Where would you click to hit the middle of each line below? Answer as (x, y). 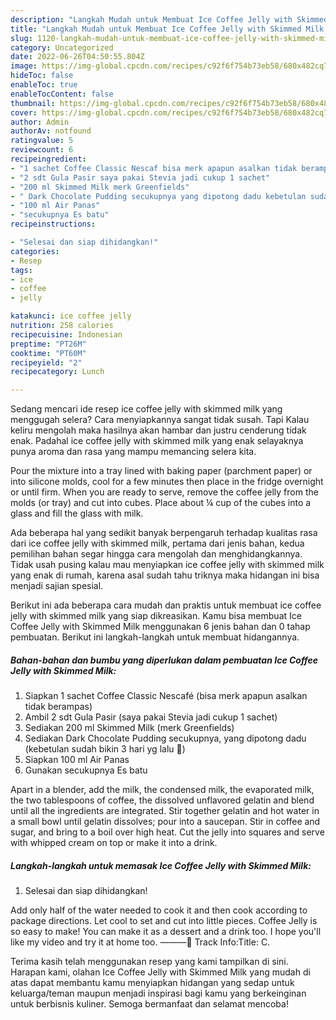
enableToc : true (44, 85)
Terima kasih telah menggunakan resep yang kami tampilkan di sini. (149, 962)
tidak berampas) (58, 707)
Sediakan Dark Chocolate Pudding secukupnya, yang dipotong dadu (165, 738)
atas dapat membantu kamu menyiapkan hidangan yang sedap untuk (152, 983)
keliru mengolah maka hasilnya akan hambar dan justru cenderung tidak (158, 430)
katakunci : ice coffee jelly (71, 316)
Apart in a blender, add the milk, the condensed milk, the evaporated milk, (162, 790)
